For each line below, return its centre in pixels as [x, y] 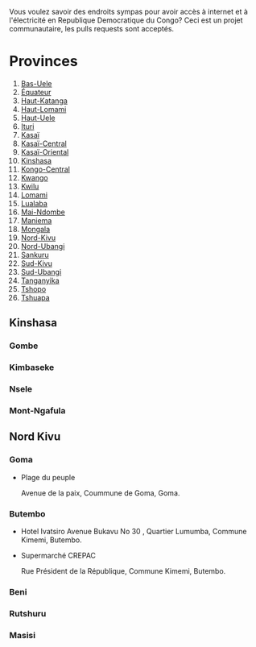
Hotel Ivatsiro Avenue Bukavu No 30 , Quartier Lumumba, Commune [134, 531]
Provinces [44, 62]
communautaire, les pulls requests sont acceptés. [92, 29]
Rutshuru [28, 613]
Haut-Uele [38, 118]
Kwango [34, 177]
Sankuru [35, 255]
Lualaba [34, 203]
